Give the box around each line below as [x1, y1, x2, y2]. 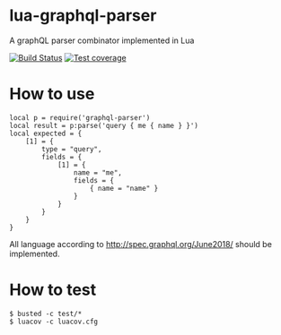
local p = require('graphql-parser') [9, 113, 151, 122]
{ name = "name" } [89, 184, 159, 193]
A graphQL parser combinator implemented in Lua [9, 35, 195, 46]
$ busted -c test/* [9, 309, 83, 318]
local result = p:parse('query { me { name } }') [9, 121, 199, 130]
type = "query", [41, 144, 102, 153]
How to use [9, 84, 95, 104]
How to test [9, 279, 97, 300]
